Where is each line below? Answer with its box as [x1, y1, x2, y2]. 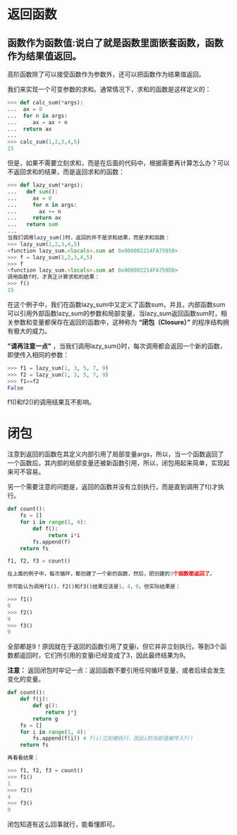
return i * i [48, 531, 80, 539]
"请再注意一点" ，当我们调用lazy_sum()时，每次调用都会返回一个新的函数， [7, 342, 226, 350]
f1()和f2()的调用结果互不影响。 [7, 398, 96, 407]
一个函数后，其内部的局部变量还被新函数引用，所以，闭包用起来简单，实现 [7, 459, 224, 467]
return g [32, 715, 59, 722]
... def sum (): [7, 188, 59, 195]
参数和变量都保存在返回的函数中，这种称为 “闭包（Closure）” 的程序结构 [13, 318, 224, 326]
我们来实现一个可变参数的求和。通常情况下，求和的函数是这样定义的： [7, 85, 212, 93]
